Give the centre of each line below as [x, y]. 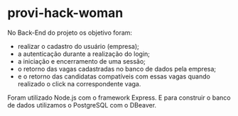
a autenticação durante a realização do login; [84, 54]
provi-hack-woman [65, 13]
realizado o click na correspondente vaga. [79, 83]
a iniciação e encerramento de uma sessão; [81, 61]
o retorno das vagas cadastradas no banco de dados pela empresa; [117, 69]
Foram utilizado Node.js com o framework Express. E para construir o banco [119, 98]
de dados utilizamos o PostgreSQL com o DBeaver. [82, 105]
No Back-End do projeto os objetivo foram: [70, 33]
